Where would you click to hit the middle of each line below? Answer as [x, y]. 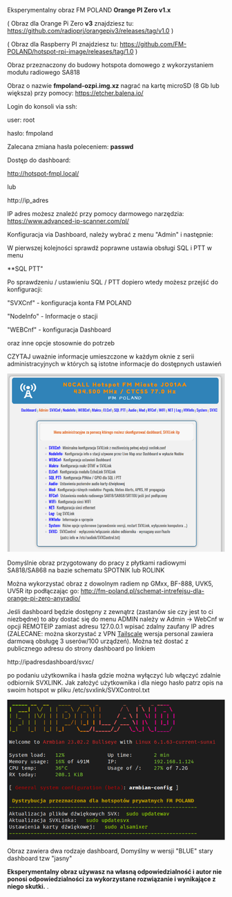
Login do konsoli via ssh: [42, 106]
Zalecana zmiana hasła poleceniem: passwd [70, 147]
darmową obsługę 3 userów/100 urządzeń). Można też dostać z [98, 641]
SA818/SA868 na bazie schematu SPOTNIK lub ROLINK [86, 570]
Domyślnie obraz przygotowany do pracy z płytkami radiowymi [97, 563]
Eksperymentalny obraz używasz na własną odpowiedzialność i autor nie [115, 871]
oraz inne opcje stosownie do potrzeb [61, 343]
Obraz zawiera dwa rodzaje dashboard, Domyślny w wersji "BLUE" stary [110, 851]
